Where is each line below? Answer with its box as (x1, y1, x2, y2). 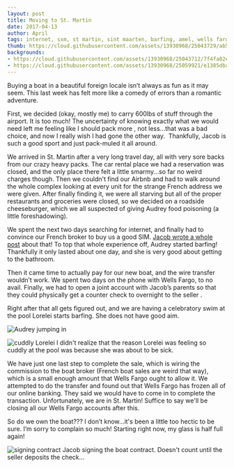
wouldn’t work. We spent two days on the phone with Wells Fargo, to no (7, 276, 214, 284)
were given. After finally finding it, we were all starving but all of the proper (7, 189, 221, 198)
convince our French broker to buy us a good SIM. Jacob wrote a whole (7, 233, 214, 241)
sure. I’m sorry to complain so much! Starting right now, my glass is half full (7, 424, 223, 432)
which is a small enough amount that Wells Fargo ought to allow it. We (7, 374, 208, 382)
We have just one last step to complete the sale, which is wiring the (7, 359, 201, 368)
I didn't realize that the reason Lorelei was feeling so (56, 338, 207, 347)
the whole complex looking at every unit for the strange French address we (7, 182, 223, 190)
